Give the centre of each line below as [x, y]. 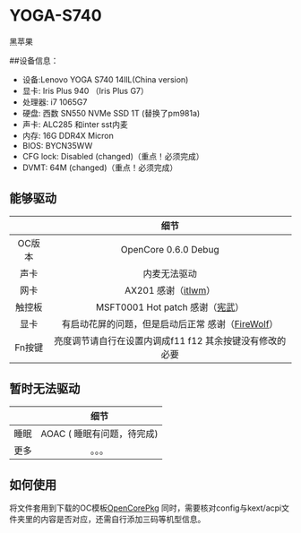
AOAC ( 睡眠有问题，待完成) [99, 434]
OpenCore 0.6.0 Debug [170, 249]
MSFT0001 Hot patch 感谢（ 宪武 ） [170, 307]
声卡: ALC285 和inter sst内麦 [75, 124]
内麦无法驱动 [170, 273]
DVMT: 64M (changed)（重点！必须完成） [100, 168]
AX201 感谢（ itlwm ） [170, 290]
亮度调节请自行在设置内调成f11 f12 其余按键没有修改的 [170, 340]
